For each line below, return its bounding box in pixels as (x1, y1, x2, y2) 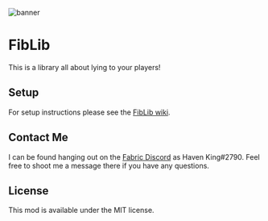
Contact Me (8, 131, 68, 144)
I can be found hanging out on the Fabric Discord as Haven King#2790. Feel (8, 152, 260, 161)
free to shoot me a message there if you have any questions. (8, 161, 209, 170)
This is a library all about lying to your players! (8, 62, 161, 72)
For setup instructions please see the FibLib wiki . (8, 107, 171, 117)
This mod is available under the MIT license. (8, 206, 155, 215)
